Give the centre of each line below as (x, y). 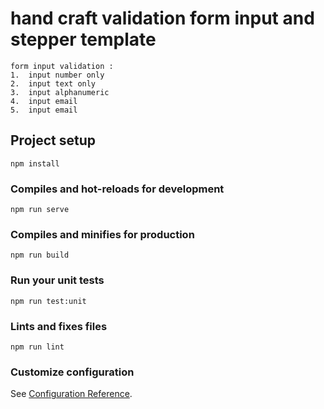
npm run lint (37, 347)
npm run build (40, 255)
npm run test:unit (48, 301)
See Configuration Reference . (71, 394)
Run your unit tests (57, 280)
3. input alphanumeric (60, 92)
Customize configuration (72, 372)
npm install (35, 163)
